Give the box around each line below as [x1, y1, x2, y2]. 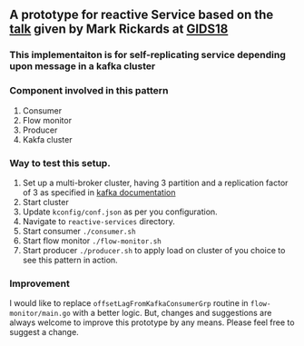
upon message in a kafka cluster [9, 60, 156, 73]
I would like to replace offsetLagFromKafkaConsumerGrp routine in [9, 298, 249, 309]
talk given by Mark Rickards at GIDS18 [9, 22, 229, 37]
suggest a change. [9, 327, 79, 338]
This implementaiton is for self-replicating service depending [9, 49, 286, 62]
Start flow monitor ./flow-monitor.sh [22, 235, 162, 246]
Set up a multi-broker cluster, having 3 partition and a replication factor [22, 177, 289, 188]
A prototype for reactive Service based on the [9, 7, 274, 23]
